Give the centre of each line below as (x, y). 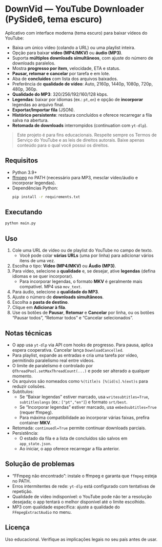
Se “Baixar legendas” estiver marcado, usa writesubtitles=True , (84, 397)
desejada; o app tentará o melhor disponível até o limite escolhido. (79, 502)
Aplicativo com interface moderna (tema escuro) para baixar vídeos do (76, 33)
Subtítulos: (23, 391)
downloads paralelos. (34, 63)
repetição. (22, 491)
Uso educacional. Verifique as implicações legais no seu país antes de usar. (81, 539)
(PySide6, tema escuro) (54, 19)
